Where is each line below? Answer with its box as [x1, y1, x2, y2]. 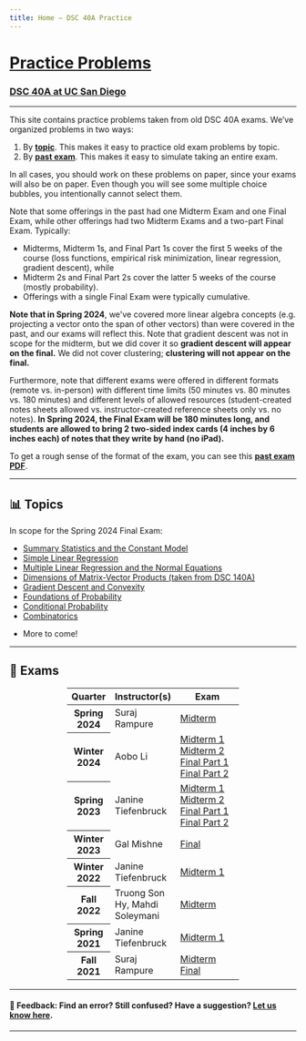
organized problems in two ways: [9, 124, 134, 135]
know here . [9, 1010, 53, 1021]
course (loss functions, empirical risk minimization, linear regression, [22, 252, 281, 264]
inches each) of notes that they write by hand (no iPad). [9, 434, 225, 444]
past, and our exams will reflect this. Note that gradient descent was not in [9, 329, 289, 340]
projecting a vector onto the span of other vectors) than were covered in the [9, 319, 295, 330]
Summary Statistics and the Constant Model [22, 543, 189, 554]
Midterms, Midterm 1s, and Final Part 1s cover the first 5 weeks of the [22, 243, 283, 254]
